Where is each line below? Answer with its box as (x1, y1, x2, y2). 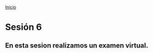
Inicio (5, 4, 16, 10)
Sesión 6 (5, 22, 42, 33)
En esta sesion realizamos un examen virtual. (5, 41, 149, 50)
